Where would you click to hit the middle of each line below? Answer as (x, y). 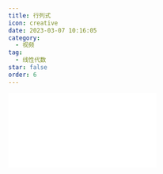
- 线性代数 (31, 60)
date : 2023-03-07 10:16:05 (53, 30)
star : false (28, 68)
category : (25, 38)
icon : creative (33, 23)
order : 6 (23, 75)
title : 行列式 (30, 15)
